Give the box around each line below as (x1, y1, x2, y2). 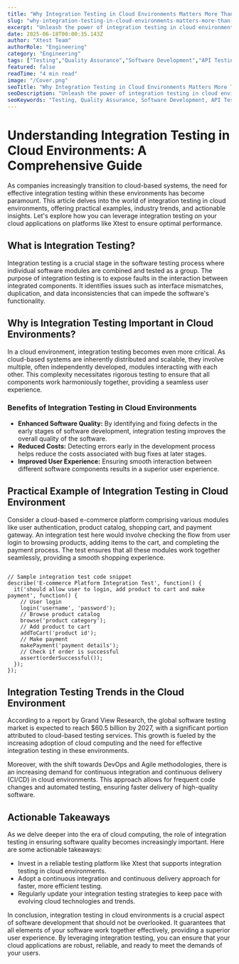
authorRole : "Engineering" (7, 43, 87, 51)
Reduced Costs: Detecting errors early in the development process (17, 441, 216, 450)
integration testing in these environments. (7, 747, 129, 755)
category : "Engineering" (7, 51, 81, 58)
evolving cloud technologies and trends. (17, 897, 136, 906)
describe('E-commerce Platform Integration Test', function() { (7, 579, 202, 587)
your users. (7, 949, 41, 958)
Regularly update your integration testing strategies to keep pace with (17, 889, 223, 898)
